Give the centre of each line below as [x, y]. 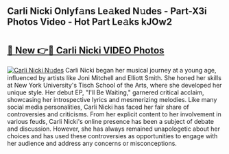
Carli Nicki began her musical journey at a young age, [141, 70]
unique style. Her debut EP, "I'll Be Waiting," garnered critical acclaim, [106, 92]
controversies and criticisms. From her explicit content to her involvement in [114, 114]
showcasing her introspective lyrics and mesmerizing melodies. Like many [112, 100]
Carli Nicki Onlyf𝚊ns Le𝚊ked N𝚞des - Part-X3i [107, 11]
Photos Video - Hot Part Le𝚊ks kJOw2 [90, 22]
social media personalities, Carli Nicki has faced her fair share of [98, 107]
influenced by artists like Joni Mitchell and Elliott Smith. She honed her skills [114, 78]
